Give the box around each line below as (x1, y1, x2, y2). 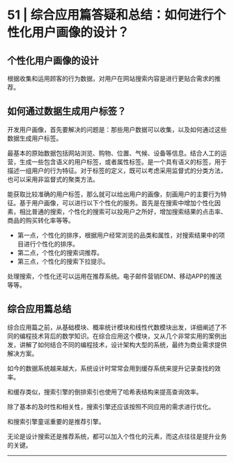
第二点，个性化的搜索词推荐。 (17, 248, 103, 256)
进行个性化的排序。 (23, 240, 79, 248)
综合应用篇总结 (7, 303, 72, 315)
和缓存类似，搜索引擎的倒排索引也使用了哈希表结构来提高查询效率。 (7, 388, 203, 396)
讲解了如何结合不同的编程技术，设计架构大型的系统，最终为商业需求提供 (19, 340, 227, 348)
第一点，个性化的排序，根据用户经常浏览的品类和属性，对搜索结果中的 (17, 230, 219, 239)
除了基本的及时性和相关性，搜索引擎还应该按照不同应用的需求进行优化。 (7, 402, 214, 411)
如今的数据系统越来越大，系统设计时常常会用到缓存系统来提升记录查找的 (7, 364, 214, 372)
